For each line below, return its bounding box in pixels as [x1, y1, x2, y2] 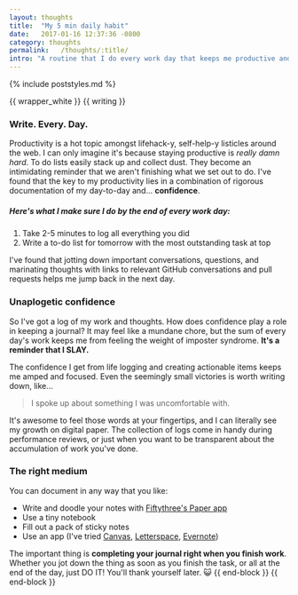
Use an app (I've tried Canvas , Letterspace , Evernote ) [21, 530, 219, 542]
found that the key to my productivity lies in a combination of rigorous [9, 176, 264, 186]
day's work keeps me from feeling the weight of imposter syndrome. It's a [9, 335, 280, 345]
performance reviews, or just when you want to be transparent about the [9, 433, 275, 444]
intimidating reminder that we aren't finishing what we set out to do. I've [9, 166, 272, 178]
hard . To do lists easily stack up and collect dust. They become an [9, 157, 252, 168]
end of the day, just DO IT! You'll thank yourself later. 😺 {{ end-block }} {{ [9, 567, 278, 577]
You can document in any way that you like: [9, 485, 169, 496]
